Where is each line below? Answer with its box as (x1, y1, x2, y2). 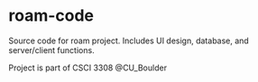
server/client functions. (8, 44, 96, 55)
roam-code (8, 5, 95, 26)
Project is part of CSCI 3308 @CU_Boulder (8, 62, 168, 73)
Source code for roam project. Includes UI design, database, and (8, 35, 249, 46)
